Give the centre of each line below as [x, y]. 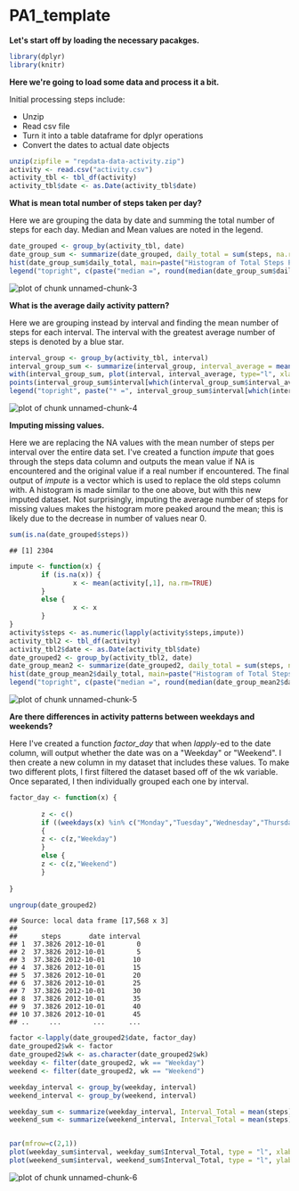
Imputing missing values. [57, 425]
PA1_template [60, 16]
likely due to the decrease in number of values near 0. [108, 519]
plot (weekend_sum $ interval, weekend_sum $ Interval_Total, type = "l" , [141, 1161]
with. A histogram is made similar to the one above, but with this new [135, 490]
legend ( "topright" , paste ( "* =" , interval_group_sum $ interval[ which [139, 391]
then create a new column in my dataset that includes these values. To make [149, 762]
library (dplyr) [37, 56]
